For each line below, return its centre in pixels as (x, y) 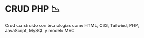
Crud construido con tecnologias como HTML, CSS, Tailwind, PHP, (72, 25)
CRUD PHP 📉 (32, 9)
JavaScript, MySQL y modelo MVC (40, 30)
